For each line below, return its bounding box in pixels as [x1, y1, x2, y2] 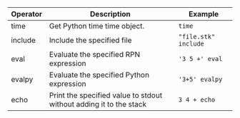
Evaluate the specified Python [49, 70, 150, 80]
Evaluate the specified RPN [49, 50, 141, 59]
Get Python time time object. [49, 21, 145, 31]
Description [90, 9, 131, 18]
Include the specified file [49, 36, 132, 45]
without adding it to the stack [49, 100, 147, 109]
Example [189, 9, 219, 18]
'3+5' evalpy [178, 75, 223, 83]
